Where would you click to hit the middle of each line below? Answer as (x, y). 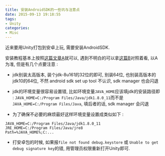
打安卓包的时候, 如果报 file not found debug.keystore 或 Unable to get (85, 142)
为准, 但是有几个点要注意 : (31, 64)
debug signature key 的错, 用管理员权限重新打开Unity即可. (71, 148)
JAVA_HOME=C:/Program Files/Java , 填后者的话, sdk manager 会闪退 (81, 104)
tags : (11, 19)
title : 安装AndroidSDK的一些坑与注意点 (43, 10)
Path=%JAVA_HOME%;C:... (30, 132)
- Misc (12, 33)
